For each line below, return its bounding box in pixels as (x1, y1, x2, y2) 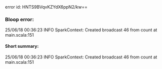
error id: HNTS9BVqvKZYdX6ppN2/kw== (5, 4, 88, 10)
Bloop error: (5, 16, 34, 23)
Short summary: (5, 43, 39, 49)
